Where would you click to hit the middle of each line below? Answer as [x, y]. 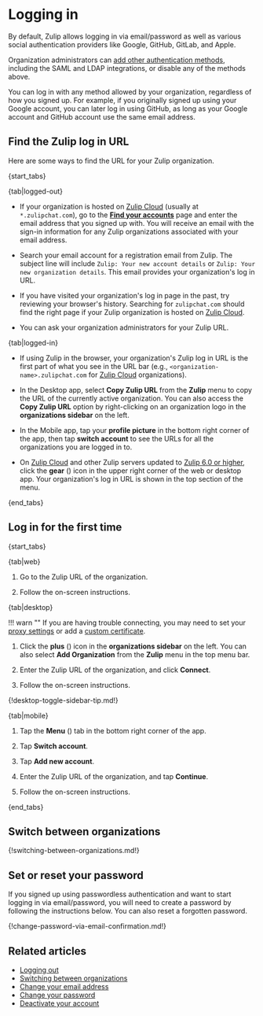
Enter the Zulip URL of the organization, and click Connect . [115, 670]
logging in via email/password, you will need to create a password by [120, 903]
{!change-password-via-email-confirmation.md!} [88, 926]
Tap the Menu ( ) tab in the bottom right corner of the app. [113, 730]
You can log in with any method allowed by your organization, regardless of [130, 91]
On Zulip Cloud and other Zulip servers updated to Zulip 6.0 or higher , [132, 462]
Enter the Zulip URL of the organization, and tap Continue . [114, 776]
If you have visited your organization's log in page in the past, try [124, 295]
